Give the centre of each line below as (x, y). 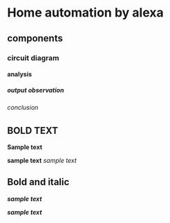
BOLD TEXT (33, 130)
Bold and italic (38, 182)
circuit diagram (33, 58)
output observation (36, 90)
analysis (20, 75)
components (35, 38)
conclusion (23, 108)
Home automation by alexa (85, 13)
